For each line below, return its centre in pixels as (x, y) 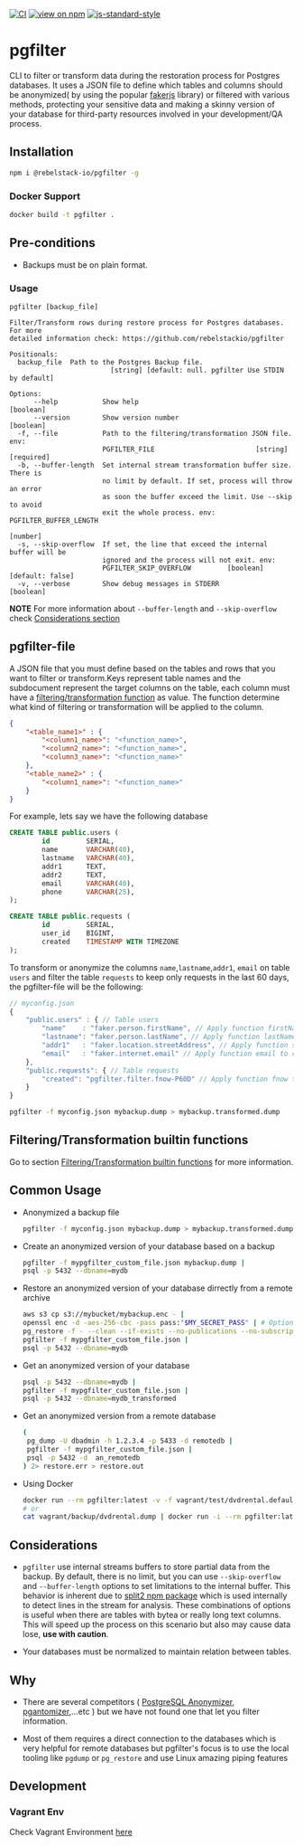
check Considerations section (64, 618)
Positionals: (34, 354)
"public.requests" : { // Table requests (102, 1070)
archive (37, 1298)
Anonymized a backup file (71, 1212)
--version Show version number (106, 417)
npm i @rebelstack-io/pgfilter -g (74, 173)
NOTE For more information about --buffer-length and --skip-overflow (143, 608)
